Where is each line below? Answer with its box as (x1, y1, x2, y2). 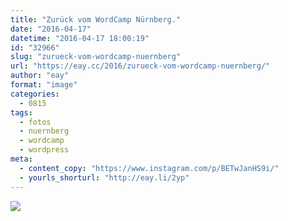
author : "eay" (10, 71, 70, 81)
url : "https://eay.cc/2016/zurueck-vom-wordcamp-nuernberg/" (10, 61, 271, 71)
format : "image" (10, 80, 78, 90)
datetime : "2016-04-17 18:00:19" (10, 33, 150, 43)
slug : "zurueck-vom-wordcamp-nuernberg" (10, 52, 182, 62)
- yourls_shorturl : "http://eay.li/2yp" (19, 172, 190, 183)
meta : (10, 154, 33, 164)
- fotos (19, 117, 52, 127)
